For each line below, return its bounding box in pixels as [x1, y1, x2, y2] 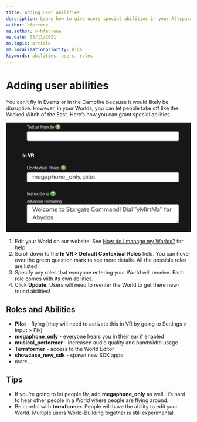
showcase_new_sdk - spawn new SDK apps [14, 351, 123, 359]
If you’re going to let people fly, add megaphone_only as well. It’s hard [14, 390, 186, 397]
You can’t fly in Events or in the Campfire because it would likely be [6, 98, 169, 105]
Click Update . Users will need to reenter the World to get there [14, 281, 166, 288]
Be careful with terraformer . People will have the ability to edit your [14, 403, 178, 410]
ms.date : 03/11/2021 [6, 34, 57, 41]
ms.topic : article [6, 41, 51, 46]
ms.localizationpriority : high [6, 47, 83, 53]
